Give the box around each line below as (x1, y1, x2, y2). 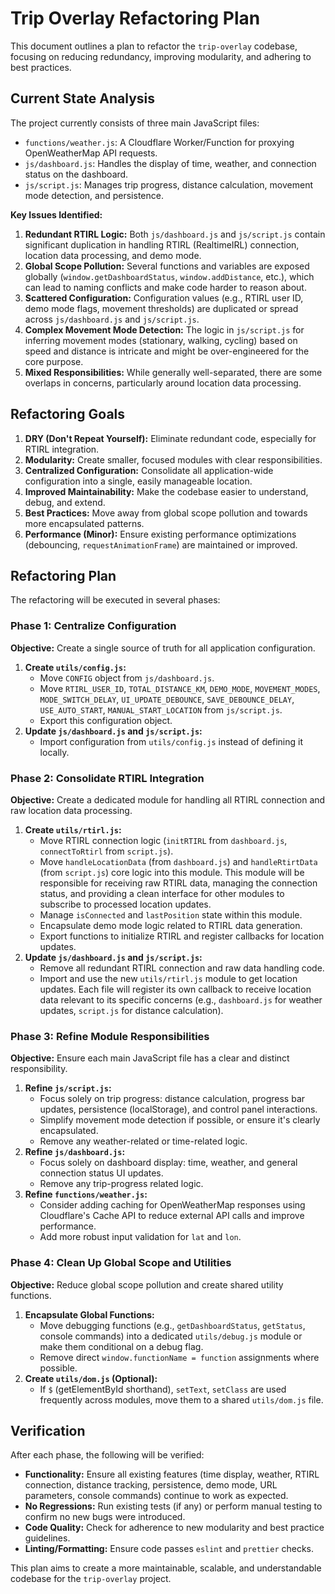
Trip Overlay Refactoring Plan (10, 7, 261, 30)
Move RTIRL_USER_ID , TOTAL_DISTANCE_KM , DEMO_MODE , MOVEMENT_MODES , (39, 682, 321, 694)
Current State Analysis (10, 90, 156, 107)
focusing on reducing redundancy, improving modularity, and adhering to (10, 50, 312, 62)
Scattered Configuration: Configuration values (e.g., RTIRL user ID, (24, 292, 304, 304)
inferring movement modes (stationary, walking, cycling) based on (24, 334, 298, 346)
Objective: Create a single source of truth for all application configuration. (10, 642, 316, 654)
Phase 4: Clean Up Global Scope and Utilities (10, 1256, 232, 1270)
